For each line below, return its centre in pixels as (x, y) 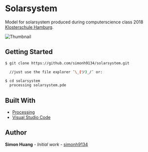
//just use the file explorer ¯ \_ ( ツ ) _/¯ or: (56, 72)
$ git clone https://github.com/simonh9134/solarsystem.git (67, 63)
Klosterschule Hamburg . (29, 27)
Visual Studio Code (31, 117)
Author (16, 133)
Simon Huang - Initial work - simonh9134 (47, 144)
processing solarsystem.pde (38, 85)
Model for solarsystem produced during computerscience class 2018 (74, 22)
